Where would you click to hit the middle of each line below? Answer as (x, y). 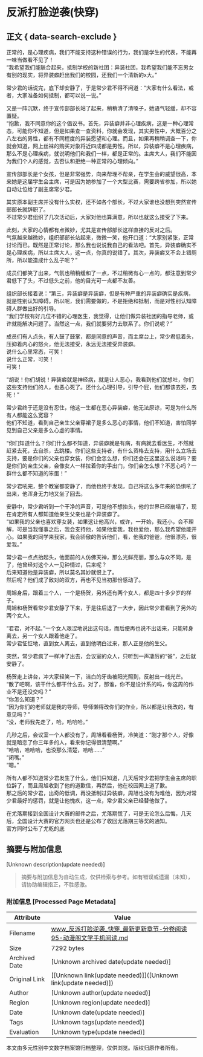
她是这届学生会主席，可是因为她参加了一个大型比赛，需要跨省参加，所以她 (104, 181)
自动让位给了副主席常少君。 (41, 189)
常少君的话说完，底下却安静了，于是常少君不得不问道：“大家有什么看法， (98, 88)
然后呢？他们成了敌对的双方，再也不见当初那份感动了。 (75, 580)
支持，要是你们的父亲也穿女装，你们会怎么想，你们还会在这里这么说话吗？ (99, 458)
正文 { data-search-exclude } (62, 37)
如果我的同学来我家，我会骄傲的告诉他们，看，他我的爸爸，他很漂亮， (104, 537)
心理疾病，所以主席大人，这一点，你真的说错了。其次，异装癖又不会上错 (101, 252)
